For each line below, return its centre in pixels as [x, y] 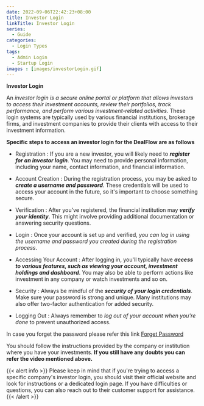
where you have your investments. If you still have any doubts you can [96, 352]
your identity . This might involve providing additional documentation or [105, 217]
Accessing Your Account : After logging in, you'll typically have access [104, 259]
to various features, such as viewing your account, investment [96, 266]
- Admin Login [30, 57]
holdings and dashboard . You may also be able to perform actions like [104, 273]
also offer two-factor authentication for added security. [84, 304]
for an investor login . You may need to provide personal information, [102, 161]
